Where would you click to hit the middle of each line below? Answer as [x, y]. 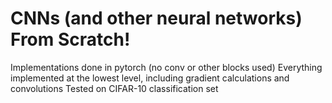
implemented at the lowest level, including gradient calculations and [150, 78]
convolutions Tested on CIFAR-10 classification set [114, 88]
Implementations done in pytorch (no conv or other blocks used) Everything [166, 67]
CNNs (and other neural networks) [156, 18]
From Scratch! [70, 39]
